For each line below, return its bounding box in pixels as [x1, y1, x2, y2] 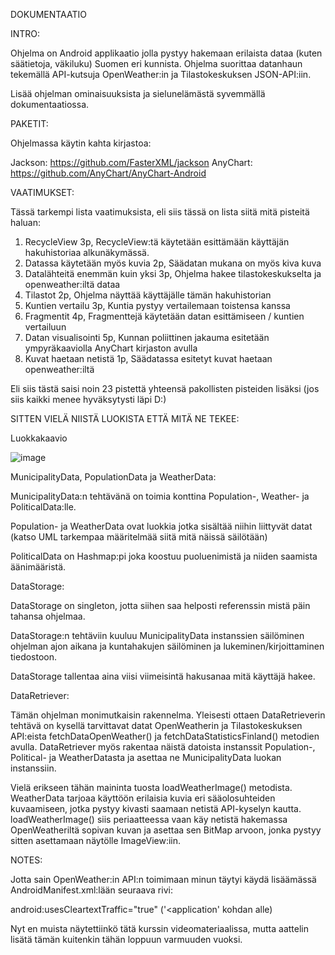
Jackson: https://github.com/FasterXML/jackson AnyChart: [10, 157, 253, 168]
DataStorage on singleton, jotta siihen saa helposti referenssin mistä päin [10, 600, 311, 611]
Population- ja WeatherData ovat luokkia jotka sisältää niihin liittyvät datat [10, 520, 313, 532]
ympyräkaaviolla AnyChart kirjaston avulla [24, 342, 198, 354]
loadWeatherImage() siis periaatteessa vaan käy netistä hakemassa [10, 814, 288, 825]
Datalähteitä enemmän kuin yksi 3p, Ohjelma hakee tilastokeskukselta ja [24, 268, 322, 279]
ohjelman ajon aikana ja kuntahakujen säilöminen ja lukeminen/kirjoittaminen [10, 640, 325, 652]
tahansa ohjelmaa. [10, 610, 86, 622]
